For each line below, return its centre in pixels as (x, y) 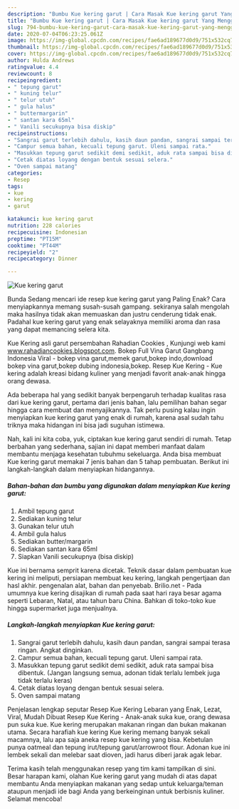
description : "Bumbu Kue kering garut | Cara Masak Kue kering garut (113, 14)
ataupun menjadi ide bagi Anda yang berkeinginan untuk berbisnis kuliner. (116, 791)
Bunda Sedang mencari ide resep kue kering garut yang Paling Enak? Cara (117, 299)
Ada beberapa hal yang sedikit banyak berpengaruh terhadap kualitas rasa (117, 395)
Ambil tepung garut (46, 511)
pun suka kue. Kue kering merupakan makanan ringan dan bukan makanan (117, 725)
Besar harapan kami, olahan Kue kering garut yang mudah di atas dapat (112, 776)
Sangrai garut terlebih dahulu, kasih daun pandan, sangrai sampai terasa (124, 643)
